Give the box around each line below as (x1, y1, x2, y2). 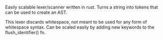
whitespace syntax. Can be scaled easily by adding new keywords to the (5, 24, 155, 30)
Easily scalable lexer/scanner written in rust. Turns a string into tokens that (5, 4, 159, 10)
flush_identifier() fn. (5, 30, 46, 35)
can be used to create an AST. (5, 9, 67, 15)
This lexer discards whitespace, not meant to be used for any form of (5, 19, 147, 25)
